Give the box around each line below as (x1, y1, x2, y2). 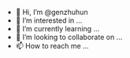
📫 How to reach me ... (15, 42, 89, 50)
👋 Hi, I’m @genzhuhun (15, 8, 88, 16)
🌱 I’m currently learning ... (15, 24, 100, 33)
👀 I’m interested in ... (15, 16, 83, 25)
